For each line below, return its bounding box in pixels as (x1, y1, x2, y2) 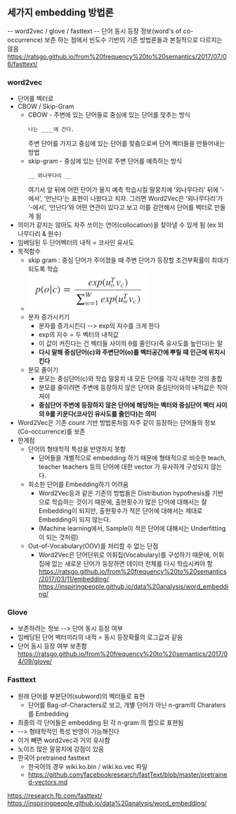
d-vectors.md (27, 777, 68, 786)
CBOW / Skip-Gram (17, 102, 74, 111)
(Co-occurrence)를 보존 (17, 427, 86, 436)
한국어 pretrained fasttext (17, 753, 90, 762)
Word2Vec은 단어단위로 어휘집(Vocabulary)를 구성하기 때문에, (38, 550, 211, 559)
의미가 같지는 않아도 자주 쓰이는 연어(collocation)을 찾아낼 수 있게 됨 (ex (17, 221, 216, 229)
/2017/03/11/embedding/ (38, 575, 110, 584)
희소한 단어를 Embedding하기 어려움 (27, 480, 129, 488)
